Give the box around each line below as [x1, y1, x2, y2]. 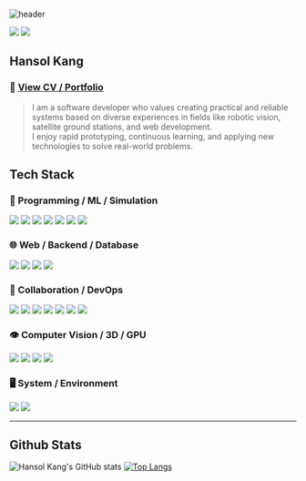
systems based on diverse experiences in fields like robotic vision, [31, 111, 281, 122]
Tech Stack [9, 167, 75, 182]
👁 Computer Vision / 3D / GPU [9, 328, 148, 341]
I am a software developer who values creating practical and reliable [31, 101, 289, 113]
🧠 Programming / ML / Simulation [9, 194, 158, 207]
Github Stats [9, 437, 82, 453]
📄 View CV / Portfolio [9, 81, 105, 94]
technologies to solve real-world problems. [31, 140, 194, 151]
